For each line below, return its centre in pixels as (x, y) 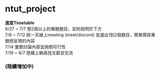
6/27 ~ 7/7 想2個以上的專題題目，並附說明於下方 (53, 29)
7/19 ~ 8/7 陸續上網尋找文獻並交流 (39, 53)
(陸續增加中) (19, 66)
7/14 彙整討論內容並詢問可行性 (35, 47)
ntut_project (30, 9)
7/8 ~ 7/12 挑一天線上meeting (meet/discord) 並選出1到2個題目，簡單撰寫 (78, 35)
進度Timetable (20, 23)
